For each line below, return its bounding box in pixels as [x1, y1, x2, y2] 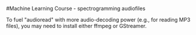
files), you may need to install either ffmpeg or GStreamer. [6, 23, 147, 29]
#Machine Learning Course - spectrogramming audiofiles [6, 5, 146, 12]
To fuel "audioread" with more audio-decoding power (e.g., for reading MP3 [6, 16, 191, 23]
